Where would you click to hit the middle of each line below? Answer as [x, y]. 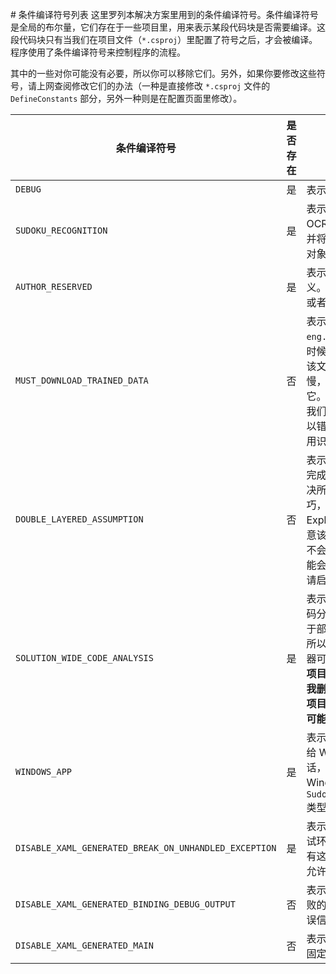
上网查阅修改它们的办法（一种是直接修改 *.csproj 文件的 [153, 86]
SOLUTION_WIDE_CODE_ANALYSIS [84, 658]
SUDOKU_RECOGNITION [61, 230]
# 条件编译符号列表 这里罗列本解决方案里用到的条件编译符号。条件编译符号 [164, 14]
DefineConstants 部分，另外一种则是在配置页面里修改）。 [126, 98]
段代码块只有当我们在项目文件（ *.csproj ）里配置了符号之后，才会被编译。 [164, 39]
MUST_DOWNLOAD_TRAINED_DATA [82, 380]
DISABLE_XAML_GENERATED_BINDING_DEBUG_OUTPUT [125, 904]
